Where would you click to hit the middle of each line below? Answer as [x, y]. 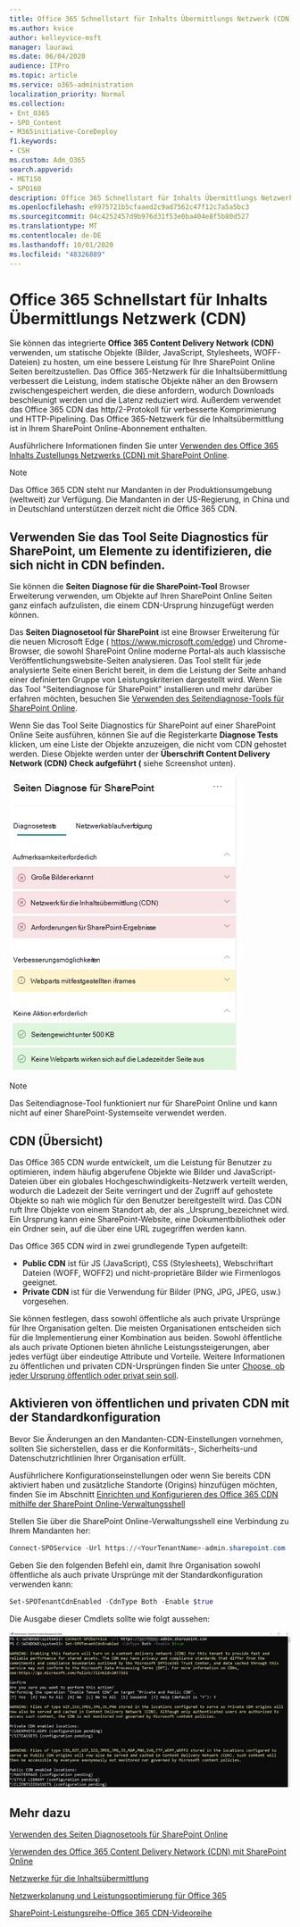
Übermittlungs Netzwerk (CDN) [128, 318]
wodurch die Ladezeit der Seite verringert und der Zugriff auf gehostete [142, 1191]
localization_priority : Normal [67, 94]
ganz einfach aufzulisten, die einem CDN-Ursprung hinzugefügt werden [142, 605]
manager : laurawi [42, 47]
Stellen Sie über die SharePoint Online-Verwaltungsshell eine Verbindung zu [149, 1521]
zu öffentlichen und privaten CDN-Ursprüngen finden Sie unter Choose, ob [147, 1366]
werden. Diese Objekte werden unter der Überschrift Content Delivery [140, 754]
